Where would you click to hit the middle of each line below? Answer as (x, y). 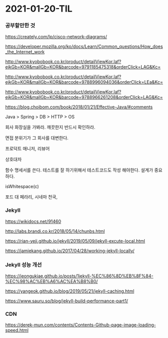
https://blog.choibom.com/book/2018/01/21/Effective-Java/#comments (79, 107)
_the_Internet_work (25, 52)
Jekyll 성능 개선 (23, 264)
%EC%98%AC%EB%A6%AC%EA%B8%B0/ (52, 281)
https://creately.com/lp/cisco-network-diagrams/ (56, 37)
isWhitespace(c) (22, 187)
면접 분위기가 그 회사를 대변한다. (37, 138)
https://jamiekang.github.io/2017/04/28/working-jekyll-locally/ (70, 251)
